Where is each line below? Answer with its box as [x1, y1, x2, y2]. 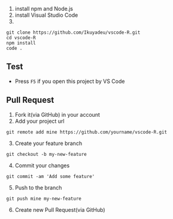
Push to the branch [14, 184, 62, 191]
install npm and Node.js [14, 5, 74, 12]
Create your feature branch [14, 140, 83, 147]
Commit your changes [14, 162, 70, 169]
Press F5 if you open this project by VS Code [14, 78, 125, 85]
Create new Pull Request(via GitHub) [14, 206, 106, 213]
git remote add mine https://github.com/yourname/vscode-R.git [6, 129, 168, 135]
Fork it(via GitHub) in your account [14, 111, 101, 118]
